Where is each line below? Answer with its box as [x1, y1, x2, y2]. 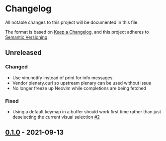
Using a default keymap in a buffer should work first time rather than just [12, 108, 162, 114]
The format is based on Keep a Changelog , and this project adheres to [5, 29, 149, 35]
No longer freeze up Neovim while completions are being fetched [12, 85, 147, 91]
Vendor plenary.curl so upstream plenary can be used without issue [12, 80, 152, 86]
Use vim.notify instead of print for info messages [12, 75, 113, 81]
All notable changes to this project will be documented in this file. [5, 19, 139, 25]
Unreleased [5, 48, 42, 57]
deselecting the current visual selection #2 [12, 114, 100, 120]
